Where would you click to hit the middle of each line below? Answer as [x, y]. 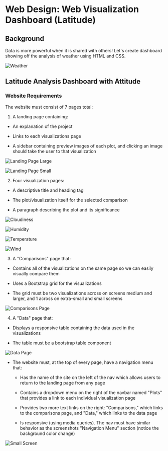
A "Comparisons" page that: [42, 258]
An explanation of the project [42, 126]
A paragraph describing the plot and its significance [66, 209]
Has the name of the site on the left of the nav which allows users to [90, 377]
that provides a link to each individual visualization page [78, 398]
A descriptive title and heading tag [48, 190]
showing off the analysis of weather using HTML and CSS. [65, 56]
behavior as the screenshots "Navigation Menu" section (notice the [89, 428]
